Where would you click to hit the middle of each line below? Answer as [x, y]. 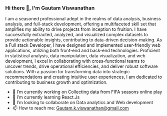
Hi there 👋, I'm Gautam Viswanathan [50, 8]
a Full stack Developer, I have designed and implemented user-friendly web [83, 45]
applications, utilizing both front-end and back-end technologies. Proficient [82, 51]
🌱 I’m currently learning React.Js [46, 97]
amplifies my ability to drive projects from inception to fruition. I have [76, 29]
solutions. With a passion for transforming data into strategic [67, 72]
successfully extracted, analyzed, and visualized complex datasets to [77, 35]
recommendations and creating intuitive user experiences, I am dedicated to [84, 77]
